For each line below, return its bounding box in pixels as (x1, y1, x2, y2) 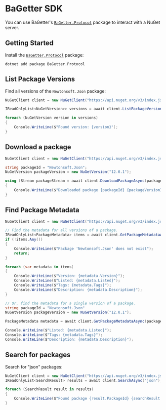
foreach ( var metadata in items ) (5, 264, 74, 269)
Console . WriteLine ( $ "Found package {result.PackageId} (14, 396, 129, 401)
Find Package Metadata (5, 206, 80, 214)
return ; (14, 250, 30, 256)
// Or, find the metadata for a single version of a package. (5, 301, 136, 306)
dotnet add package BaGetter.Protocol (5, 61, 85, 67)
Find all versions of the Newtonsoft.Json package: (5, 88, 106, 94)
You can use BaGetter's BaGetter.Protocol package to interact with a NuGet (5, 19, 161, 25)
